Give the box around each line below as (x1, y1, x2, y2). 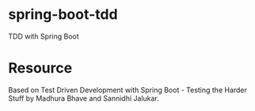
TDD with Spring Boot (8, 31, 79, 41)
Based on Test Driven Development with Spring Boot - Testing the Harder (8, 85, 248, 94)
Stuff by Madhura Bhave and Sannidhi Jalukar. (8, 93, 160, 103)
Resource (8, 59, 73, 77)
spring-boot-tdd (8, 6, 118, 24)
